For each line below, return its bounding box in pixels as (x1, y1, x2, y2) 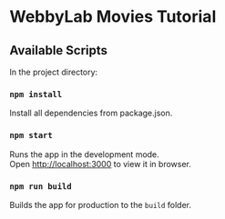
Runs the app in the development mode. (9, 148, 159, 160)
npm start (9, 130, 53, 141)
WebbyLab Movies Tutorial (9, 6, 217, 27)
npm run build (9, 181, 72, 192)
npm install (9, 89, 63, 99)
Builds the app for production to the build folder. (9, 199, 192, 210)
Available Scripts (9, 43, 107, 58)
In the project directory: (9, 66, 98, 77)
